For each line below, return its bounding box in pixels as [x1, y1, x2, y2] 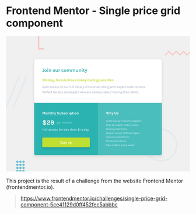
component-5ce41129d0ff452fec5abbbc [20, 201, 118, 208]
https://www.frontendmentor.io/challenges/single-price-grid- [20, 195, 168, 202]
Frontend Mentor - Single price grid [6, 4, 181, 18]
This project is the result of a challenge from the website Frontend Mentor [6, 177, 184, 184]
